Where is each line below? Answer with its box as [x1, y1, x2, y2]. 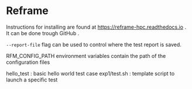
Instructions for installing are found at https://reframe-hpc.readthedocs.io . [6, 23, 186, 30]
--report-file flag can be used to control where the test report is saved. [6, 41, 181, 48]
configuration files [6, 59, 50, 66]
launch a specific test [6, 76, 58, 83]
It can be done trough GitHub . [6, 29, 80, 36]
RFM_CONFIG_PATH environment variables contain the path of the [6, 52, 166, 59]
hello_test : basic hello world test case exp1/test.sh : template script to [6, 70, 175, 77]
